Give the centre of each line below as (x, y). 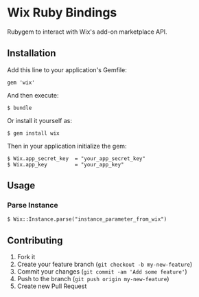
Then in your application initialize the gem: (67, 146)
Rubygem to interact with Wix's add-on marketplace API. (87, 32)
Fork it (26, 257)
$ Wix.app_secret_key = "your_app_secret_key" (77, 158)
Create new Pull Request (52, 286)
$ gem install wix (33, 133)
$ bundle (20, 108)
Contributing (35, 240)
